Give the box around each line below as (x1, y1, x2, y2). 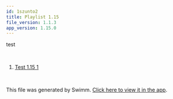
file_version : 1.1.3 (6, 19, 57, 25)
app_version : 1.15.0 (6, 25, 57, 31)
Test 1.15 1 (14, 64, 39, 71)
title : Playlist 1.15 (6, 14, 59, 20)
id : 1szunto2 (6, 8, 38, 15)
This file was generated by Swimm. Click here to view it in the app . (6, 86, 168, 94)
